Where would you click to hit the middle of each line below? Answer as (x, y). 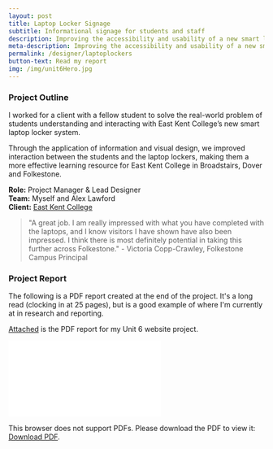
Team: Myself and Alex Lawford (62, 198)
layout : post (30, 16)
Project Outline (39, 97)
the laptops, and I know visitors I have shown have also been (130, 232)
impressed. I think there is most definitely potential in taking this (135, 240)
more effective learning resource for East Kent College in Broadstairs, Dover (135, 166)
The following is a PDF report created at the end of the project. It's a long (131, 296)
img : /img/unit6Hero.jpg (50, 69)
